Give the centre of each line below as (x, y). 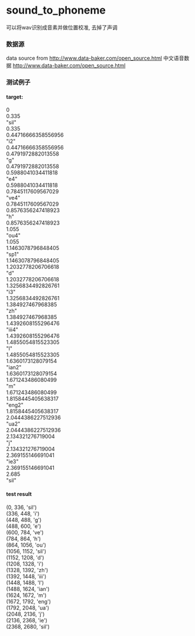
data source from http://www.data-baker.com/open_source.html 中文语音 (95, 58)
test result (19, 494)
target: (15, 97)
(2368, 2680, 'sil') (28, 627)
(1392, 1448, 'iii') (26, 576)
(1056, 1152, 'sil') (26, 551)
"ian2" (14, 368)
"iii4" (12, 330)
